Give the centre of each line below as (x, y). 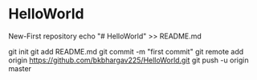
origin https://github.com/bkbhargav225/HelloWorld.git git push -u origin (128, 60)
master (20, 68)
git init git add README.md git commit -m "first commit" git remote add (126, 51)
